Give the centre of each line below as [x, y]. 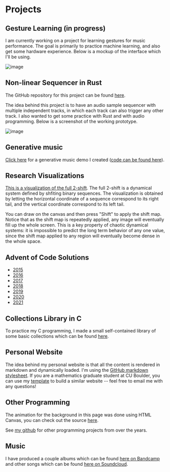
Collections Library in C [44, 318]
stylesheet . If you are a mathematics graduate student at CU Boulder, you [83, 375]
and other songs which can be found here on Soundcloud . [67, 464]
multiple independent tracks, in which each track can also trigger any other [84, 110]
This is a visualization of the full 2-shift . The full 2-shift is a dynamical [79, 188]
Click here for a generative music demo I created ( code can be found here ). [85, 160]
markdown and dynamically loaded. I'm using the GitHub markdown [77, 370]
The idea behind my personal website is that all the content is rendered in [83, 365]
